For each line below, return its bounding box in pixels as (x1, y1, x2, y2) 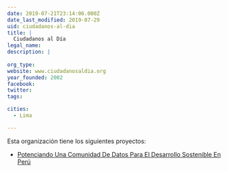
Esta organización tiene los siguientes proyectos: (7, 137, 147, 145)
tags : (7, 94, 23, 100)
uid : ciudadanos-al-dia (7, 23, 76, 30)
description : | (7, 49, 51, 56)
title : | (7, 29, 32, 36)
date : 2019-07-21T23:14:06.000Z (7, 10, 100, 17)
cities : (7, 106, 30, 113)
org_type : (7, 61, 36, 68)
